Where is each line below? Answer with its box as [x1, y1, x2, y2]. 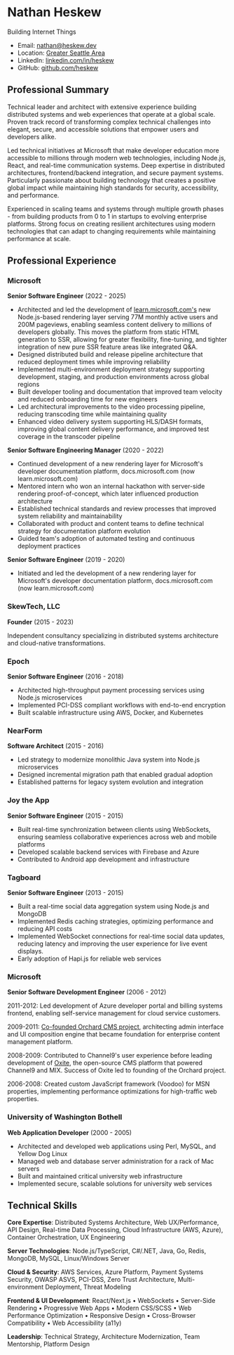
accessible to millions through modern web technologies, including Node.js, [7, 153, 226, 162]
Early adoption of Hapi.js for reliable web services [17, 954, 162, 963]
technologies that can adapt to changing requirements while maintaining [7, 226, 216, 236]
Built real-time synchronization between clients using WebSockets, [17, 825, 211, 833]
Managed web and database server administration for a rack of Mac [17, 1157, 214, 1165]
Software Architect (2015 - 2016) [7, 742, 104, 750]
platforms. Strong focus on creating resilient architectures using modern [7, 219, 216, 228]
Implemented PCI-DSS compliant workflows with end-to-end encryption [17, 701, 226, 709]
